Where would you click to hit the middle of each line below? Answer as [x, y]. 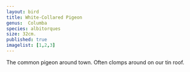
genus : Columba [27, 23]
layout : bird [23, 12]
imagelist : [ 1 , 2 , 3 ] [31, 46]
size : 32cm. [21, 34]
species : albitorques [34, 28]
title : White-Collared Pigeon [44, 17]
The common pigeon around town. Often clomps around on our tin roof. [95, 62]
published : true [27, 40]
